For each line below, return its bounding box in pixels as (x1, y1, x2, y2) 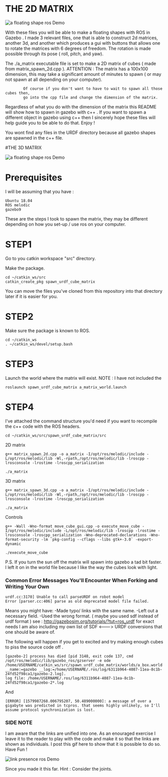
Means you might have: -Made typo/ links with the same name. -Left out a (5, 607, 158, 613)
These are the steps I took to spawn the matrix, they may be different (5, 215, 148, 221)
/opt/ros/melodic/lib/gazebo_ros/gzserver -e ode (5, 658, 111, 663)
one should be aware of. (5, 629, 55, 635)
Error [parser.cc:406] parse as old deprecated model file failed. (5, 599, 149, 604)
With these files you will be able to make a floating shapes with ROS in (5, 29, 150, 35)
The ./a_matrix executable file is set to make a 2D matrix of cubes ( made (5, 60, 156, 66)
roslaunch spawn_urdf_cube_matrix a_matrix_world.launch (5, 385, 127, 390)
